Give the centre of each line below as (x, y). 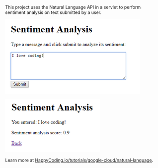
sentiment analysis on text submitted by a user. (53, 12)
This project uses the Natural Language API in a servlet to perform (73, 7)
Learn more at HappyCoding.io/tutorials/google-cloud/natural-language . (79, 160)
